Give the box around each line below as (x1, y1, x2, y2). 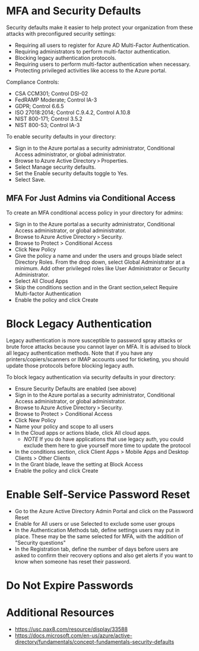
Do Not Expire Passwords (6, 579, 134, 592)
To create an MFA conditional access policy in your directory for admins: (6, 209, 184, 216)
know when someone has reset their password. (14, 558, 131, 565)
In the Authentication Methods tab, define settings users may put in (14, 526, 180, 533)
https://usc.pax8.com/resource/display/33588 (14, 625, 128, 633)
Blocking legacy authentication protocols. (14, 54, 117, 61)
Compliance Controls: (6, 78, 59, 86)
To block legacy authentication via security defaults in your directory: (6, 373, 176, 381)
